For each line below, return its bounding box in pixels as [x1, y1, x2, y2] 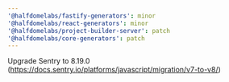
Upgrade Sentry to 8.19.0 [7, 56, 90, 66]
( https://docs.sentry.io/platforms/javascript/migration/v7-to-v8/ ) [7, 65, 221, 75]
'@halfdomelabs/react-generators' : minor [7, 19, 149, 27]
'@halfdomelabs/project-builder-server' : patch [7, 27, 171, 35]
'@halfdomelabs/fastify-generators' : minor [7, 11, 156, 20]
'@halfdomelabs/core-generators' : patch [7, 34, 146, 43]
